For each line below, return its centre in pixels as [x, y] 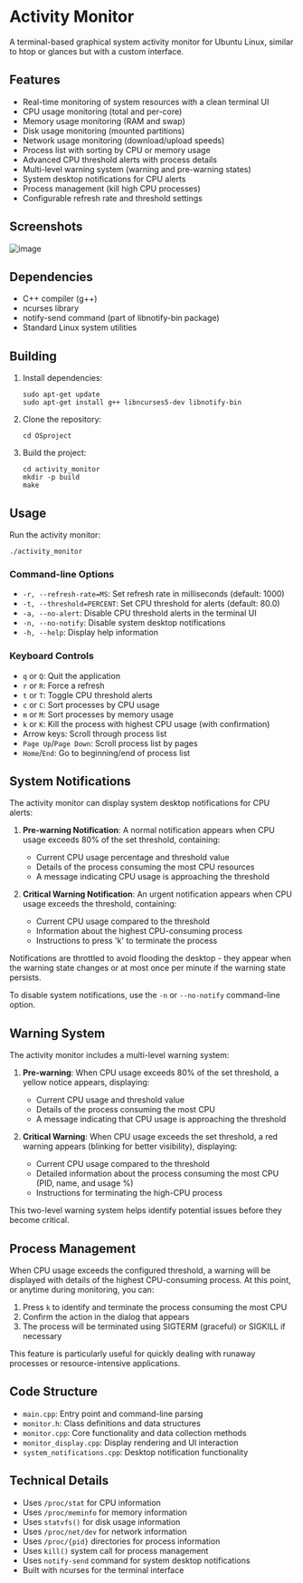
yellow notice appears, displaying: [86, 1083]
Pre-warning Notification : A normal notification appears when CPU [149, 830]
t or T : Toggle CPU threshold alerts [87, 694]
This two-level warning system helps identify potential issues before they [146, 1210]
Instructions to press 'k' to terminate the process [127, 941]
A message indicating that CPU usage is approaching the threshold [161, 1119]
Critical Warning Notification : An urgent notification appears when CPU [157, 894]
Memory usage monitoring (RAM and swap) [104, 121]
